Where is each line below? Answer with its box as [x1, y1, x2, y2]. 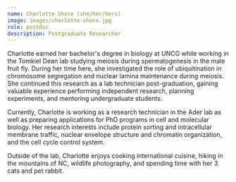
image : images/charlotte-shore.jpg [7, 17, 112, 24]
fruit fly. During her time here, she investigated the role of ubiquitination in [7, 64, 222, 73]
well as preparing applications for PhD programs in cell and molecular [7, 116, 210, 124]
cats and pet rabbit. [7, 166, 64, 175]
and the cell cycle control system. [7, 138, 105, 147]
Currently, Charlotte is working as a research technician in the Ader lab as [7, 108, 222, 116]
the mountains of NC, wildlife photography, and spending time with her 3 [7, 159, 218, 168]
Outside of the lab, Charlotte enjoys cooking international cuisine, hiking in [7, 152, 223, 160]
